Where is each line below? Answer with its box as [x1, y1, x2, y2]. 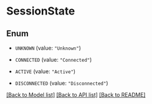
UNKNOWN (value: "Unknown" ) [15, 44, 81, 51]
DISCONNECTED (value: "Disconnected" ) [15, 80, 108, 86]
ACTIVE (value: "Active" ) [15, 68, 76, 75]
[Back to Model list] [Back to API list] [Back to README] [6, 91, 146, 98]
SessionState [6, 4, 75, 18]
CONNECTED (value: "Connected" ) [15, 56, 92, 63]
